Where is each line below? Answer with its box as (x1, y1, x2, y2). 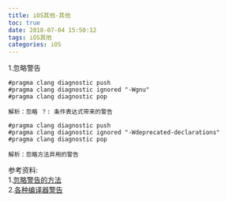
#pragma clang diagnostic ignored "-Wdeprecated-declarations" (8, 129, 221, 137)
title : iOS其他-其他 (8, 11, 71, 20)
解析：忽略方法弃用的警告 (8, 151, 79, 159)
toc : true (8, 19, 41, 27)
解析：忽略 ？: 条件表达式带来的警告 (8, 108, 113, 116)
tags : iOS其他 (8, 33, 53, 42)
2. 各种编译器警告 (8, 185, 63, 195)
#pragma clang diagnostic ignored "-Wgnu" (8, 86, 150, 94)
